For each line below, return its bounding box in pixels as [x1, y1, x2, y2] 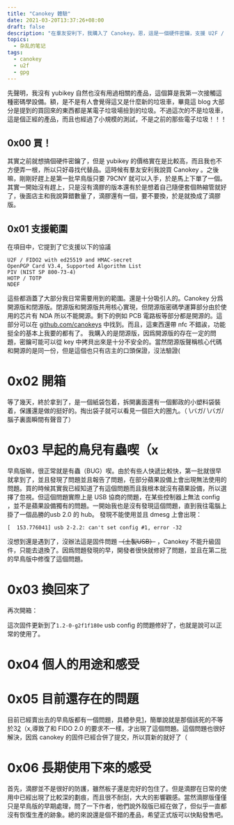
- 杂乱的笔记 [13, 43, 47, 50]
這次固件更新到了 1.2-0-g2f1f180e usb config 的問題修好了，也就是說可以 [7, 621, 217, 629]
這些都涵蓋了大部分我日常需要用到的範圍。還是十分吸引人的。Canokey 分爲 [7, 294, 224, 303]
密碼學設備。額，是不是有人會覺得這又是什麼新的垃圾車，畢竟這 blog [13, 97, 211, 105]
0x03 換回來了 [7, 582, 91, 598]
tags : [7, 50, 23, 56]
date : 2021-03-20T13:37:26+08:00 [7, 17, 104, 24]
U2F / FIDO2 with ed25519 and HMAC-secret [7, 257, 132, 264]
